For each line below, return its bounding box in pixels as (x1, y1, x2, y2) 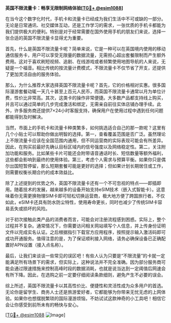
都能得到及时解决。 (5, 114, 46, 120)
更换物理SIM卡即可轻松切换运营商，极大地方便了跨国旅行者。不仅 (27, 193, 165, 199)
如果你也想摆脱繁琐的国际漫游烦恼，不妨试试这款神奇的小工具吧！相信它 (14, 295, 166, 301)
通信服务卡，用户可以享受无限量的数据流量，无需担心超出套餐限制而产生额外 (5, 52, 166, 58)
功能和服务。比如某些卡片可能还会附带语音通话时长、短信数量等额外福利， (9, 150, 166, 156)
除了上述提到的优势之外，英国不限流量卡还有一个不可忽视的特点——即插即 (5, 180, 161, 186)
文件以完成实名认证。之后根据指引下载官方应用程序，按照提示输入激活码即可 (5, 229, 166, 235)
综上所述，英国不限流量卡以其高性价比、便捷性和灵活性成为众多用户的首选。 (5, 283, 166, 288)
